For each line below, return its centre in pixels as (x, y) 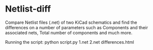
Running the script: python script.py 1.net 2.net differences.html (70, 42)
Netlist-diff (28, 9)
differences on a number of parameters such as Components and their (77, 27)
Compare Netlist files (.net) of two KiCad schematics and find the (71, 22)
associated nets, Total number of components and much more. (69, 33)
